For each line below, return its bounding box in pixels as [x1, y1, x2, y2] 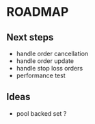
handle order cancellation [16, 49, 89, 58]
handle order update [16, 57, 74, 65]
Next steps [6, 32, 54, 43]
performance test [16, 71, 66, 79]
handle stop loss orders [16, 64, 83, 72]
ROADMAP [6, 4, 69, 20]
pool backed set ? [16, 109, 67, 117]
